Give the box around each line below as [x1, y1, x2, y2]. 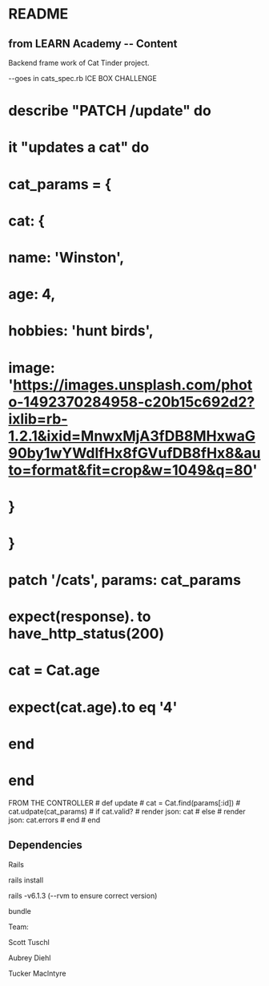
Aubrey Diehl [8, 952, 51, 963]
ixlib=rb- [8, 410, 68, 428]
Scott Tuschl [8, 937, 50, 947]
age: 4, [8, 286, 56, 303]
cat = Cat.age [8, 661, 100, 680]
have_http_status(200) [8, 625, 165, 643]
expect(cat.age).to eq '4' [8, 698, 178, 716]
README [8, 5, 69, 23]
